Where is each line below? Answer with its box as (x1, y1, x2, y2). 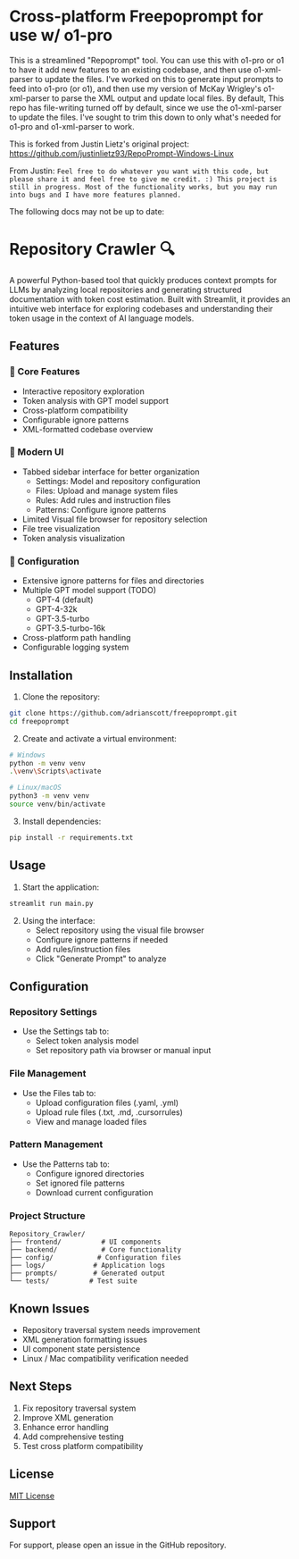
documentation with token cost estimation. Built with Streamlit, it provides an (9, 293, 291, 305)
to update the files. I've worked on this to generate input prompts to (35, 73, 284, 84)
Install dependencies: (21, 816, 102, 826)
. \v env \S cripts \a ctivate (9, 767, 102, 776)
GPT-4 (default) (35, 594, 94, 605)
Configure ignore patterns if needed (35, 934, 169, 944)
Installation (9, 667, 73, 683)
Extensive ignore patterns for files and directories (21, 575, 204, 586)
